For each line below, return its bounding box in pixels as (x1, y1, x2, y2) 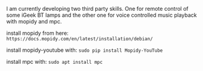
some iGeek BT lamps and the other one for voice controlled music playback (6, 11, 197, 19)
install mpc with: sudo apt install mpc (6, 58, 103, 65)
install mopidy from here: (6, 29, 68, 37)
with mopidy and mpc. (6, 18, 62, 25)
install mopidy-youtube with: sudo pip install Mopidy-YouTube (6, 46, 163, 54)
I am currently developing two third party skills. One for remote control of (6, 5, 189, 12)
